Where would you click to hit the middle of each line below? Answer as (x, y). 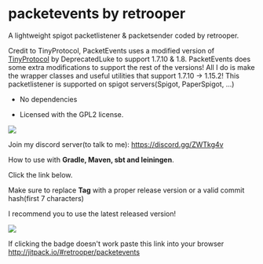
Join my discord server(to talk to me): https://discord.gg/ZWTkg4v (116, 144)
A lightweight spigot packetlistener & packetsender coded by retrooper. (124, 35)
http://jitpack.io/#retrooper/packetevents (74, 251)
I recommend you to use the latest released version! (92, 214)
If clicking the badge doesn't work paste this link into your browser (116, 244)
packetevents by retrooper (97, 14)
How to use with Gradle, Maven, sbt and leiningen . (91, 159)
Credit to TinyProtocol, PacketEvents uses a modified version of (111, 50)
